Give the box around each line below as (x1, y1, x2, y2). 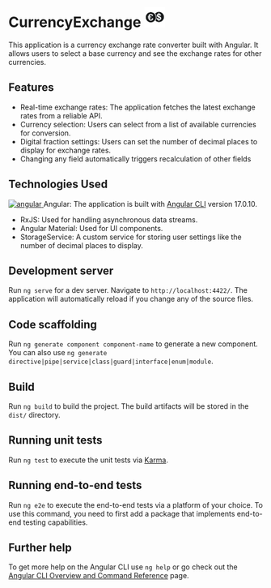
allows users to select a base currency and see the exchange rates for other (8, 48, 262, 58)
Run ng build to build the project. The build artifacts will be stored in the (8, 401, 249, 411)
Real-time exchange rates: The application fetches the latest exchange (19, 102, 256, 112)
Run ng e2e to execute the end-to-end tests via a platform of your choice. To (8, 500, 264, 509)
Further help (8, 541, 73, 555)
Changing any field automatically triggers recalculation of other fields (19, 153, 252, 164)
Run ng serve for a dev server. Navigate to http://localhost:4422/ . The (8, 285, 248, 295)
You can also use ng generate (8, 348, 108, 358)
